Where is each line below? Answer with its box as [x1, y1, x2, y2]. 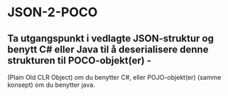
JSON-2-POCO [7, 4, 98, 20]
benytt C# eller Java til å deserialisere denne [7, 43, 209, 55]
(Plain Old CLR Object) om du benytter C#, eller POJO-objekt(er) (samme [7, 73, 222, 81]
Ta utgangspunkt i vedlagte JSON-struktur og [7, 32, 215, 44]
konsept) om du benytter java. [7, 80, 96, 89]
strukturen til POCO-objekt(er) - [7, 54, 151, 66]
